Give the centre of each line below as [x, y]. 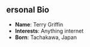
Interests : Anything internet [49, 31]
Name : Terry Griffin [39, 24]
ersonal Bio [28, 10]
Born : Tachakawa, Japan [46, 37]
